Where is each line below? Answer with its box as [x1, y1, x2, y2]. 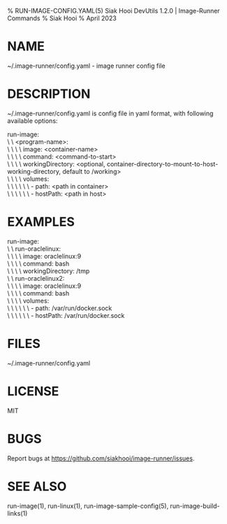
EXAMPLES [7, 214, 75, 230]
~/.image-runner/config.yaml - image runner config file [7, 61, 166, 70]
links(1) [7, 509, 28, 517]
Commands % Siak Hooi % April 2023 [7, 14, 117, 22]
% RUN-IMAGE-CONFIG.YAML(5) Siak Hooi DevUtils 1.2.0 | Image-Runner [7, 7, 220, 15]
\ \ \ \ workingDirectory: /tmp [7, 266, 90, 275]
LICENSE [7, 383, 59, 399]
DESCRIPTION [7, 86, 91, 102]
